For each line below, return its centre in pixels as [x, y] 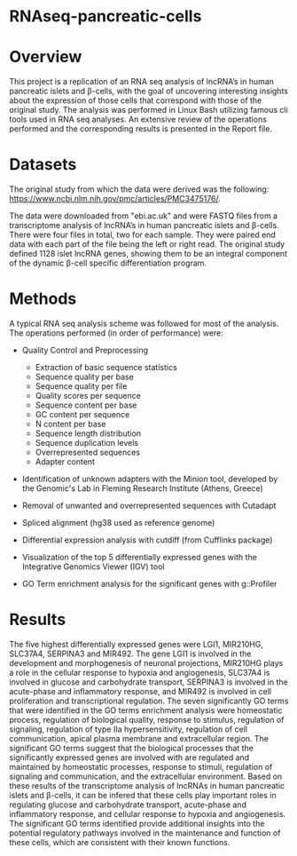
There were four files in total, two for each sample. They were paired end [143, 235]
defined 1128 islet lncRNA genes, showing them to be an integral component [148, 254]
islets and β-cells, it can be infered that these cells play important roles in [143, 795]
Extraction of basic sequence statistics [106, 367]
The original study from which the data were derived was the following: [139, 189]
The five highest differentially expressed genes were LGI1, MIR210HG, [137, 644]
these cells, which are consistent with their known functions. [120, 842]
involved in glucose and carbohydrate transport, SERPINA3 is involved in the [148, 682]
